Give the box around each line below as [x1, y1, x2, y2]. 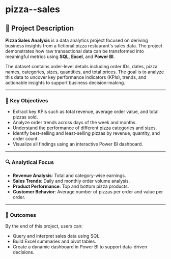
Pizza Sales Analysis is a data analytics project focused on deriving [5, 37, 149, 43]
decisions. [12, 249, 35, 255]
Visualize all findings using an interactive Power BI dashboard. [12, 141, 144, 147]
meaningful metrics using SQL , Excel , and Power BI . [5, 53, 115, 60]
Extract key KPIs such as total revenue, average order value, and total [12, 108, 159, 115]
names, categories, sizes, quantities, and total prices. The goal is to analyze [5, 69, 164, 75]
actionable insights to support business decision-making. [5, 80, 126, 85]
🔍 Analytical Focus [5, 159, 54, 166]
